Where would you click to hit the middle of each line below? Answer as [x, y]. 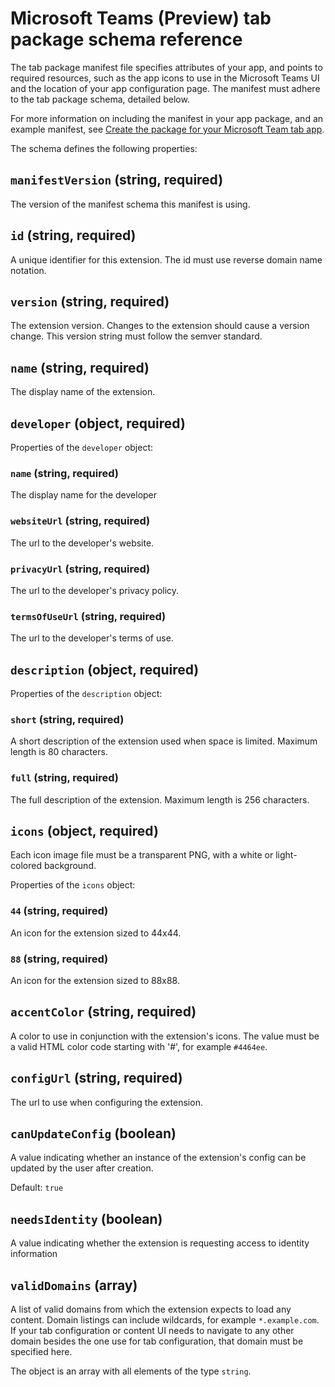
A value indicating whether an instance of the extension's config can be [158, 1158]
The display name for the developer [84, 495]
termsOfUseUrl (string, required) [88, 616]
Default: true [37, 1188]
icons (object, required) [84, 830]
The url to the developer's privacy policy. [95, 590]
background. [70, 866]
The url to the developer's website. [82, 543]
